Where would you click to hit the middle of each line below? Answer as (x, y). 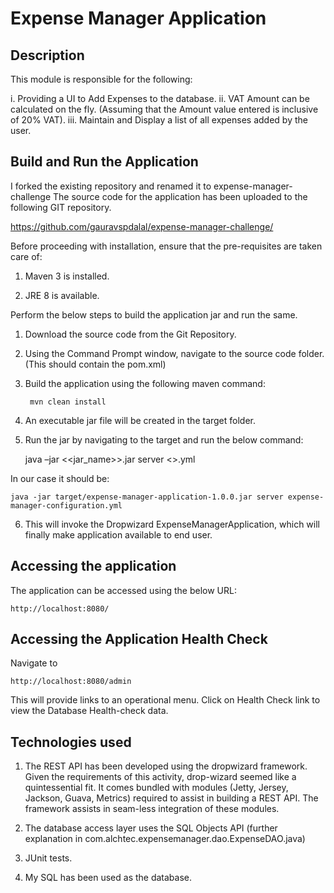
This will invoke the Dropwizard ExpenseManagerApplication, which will (172, 524)
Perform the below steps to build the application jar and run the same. (154, 314)
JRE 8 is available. (62, 295)
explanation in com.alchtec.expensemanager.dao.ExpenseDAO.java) (165, 839)
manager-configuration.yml (66, 505)
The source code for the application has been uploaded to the (180, 196)
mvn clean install (68, 402)
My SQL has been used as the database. (108, 878)
